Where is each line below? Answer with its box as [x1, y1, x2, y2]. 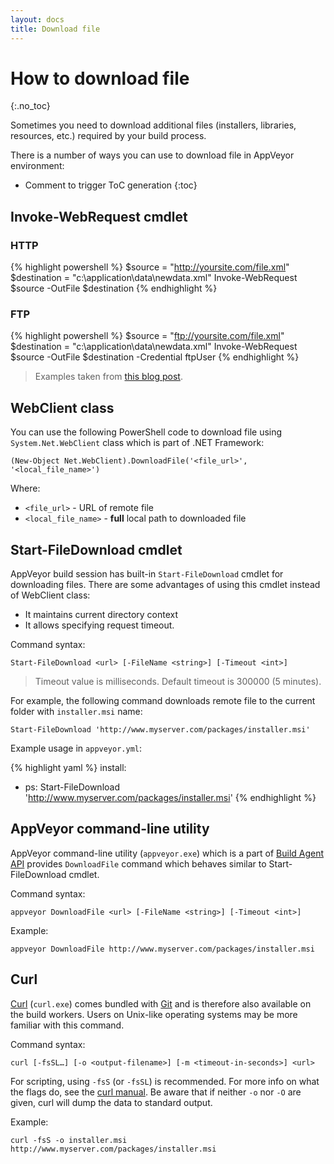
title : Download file [10, 24, 101, 34]
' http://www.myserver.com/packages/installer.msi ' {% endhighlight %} [24, 792, 317, 804]
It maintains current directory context [24, 609, 179, 621]
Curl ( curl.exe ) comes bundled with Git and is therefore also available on [10, 997, 312, 1010]
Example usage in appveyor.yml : [10, 742, 143, 755]
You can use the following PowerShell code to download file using [10, 426, 283, 438]
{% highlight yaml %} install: [10, 762, 127, 774]
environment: [10, 160, 65, 172]
